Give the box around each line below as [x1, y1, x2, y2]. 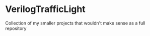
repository [5, 25, 27, 31]
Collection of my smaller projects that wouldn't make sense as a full [5, 20, 145, 26]
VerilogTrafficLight [5, 3, 86, 15]
